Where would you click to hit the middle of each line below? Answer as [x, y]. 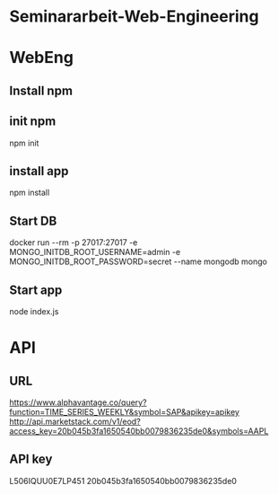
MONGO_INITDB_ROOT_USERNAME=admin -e [95, 252]
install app [39, 171]
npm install [30, 193]
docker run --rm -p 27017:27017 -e [74, 243]
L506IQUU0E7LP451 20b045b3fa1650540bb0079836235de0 [123, 481]
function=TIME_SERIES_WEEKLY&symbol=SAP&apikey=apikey [125, 412]
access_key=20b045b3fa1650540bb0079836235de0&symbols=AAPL [139, 431]
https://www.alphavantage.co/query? [78, 402]
